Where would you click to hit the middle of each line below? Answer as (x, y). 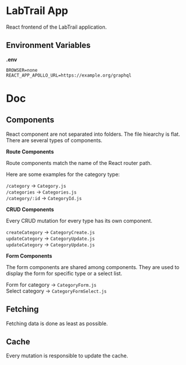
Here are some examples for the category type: (63, 174)
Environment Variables (48, 45)
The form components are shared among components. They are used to (93, 267)
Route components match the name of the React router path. (79, 163)
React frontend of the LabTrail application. (57, 27)
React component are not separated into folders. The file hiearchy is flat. (93, 134)
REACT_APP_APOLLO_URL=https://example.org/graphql (69, 75)
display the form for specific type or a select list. (64, 273)
